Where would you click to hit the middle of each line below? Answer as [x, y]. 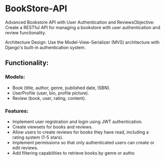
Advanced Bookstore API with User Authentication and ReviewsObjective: [80, 22]
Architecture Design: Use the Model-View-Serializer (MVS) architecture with [82, 42]
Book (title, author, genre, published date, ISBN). [61, 88]
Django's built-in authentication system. [46, 47]
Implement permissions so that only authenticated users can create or [83, 142]
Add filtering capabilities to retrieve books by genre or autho [73, 153]
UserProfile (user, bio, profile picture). [51, 93]
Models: [15, 77]
